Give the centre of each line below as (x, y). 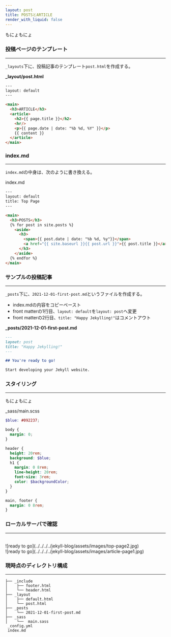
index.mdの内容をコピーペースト (47, 304)
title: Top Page (22, 202)
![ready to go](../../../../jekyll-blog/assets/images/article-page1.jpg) (75, 551)
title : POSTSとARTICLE (29, 15)
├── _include (19, 581)
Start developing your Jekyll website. (48, 370)
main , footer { (21, 500)
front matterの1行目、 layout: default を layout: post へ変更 (75, 311)
